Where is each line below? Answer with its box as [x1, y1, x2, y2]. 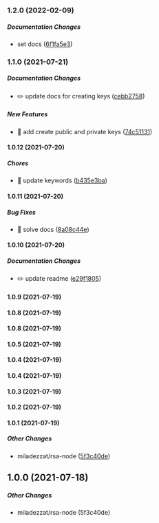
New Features [7, 110, 48, 118]
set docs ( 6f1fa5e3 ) [17, 40, 73, 48]
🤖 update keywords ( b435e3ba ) [17, 176, 108, 184]
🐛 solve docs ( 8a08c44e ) [17, 225, 89, 233]
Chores [7, 159, 29, 167]
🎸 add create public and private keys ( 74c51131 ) [17, 127, 153, 136]
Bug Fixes [7, 208, 36, 216]
